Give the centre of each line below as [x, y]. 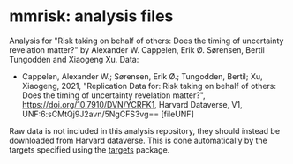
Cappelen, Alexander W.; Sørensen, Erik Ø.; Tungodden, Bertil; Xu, [142, 76]
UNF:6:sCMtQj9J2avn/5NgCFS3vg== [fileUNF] [108, 114]
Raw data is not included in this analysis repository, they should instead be [145, 130]
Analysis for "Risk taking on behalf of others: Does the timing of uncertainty [146, 41]
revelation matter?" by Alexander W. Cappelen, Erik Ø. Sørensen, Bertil [137, 49]
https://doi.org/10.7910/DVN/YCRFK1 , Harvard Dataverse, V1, [132, 104]
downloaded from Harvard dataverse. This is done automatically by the [138, 140]
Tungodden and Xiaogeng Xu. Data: [74, 59]
